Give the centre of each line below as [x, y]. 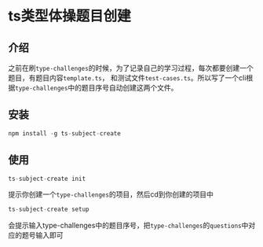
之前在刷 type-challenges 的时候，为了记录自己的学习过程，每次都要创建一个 [131, 68]
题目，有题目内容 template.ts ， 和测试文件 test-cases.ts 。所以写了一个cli [127, 78]
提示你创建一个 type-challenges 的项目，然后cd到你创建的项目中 [111, 194]
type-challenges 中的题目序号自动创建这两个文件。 [97, 88]
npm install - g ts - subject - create [65, 133]
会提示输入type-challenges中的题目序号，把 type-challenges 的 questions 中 [128, 226]
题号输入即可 [42, 235]
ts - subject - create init [47, 179]
